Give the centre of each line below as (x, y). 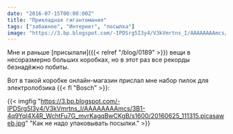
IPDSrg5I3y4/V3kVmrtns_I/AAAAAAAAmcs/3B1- (76, 108)
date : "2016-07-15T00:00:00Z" (51, 13)
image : (17, 33)
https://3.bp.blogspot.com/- (80, 102)
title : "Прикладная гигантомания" (57, 20)
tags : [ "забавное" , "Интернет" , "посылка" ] (71, 26)
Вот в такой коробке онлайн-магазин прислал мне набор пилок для (108, 81)
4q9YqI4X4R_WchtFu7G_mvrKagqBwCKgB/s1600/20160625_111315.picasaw (116, 116)
